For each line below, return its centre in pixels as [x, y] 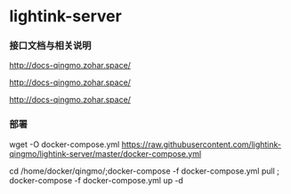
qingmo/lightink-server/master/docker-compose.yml [105, 153]
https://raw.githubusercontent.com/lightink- [202, 144]
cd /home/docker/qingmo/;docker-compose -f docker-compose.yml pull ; [145, 171]
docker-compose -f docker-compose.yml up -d [97, 180]
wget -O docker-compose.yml [65, 144]
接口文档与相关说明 [50, 46]
